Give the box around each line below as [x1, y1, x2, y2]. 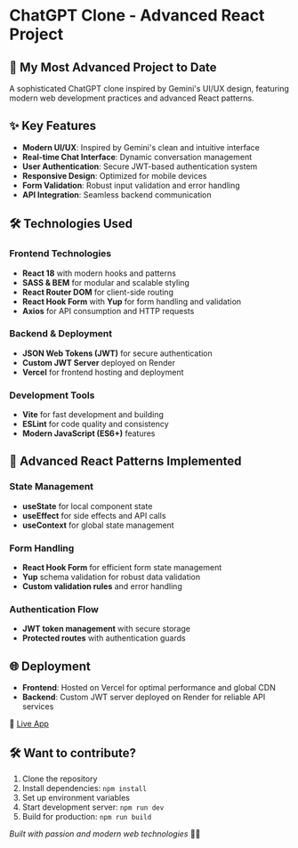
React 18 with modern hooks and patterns [21, 268, 176, 279]
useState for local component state [21, 500, 153, 512]
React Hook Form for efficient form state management [21, 562, 222, 573]
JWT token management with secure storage [21, 624, 191, 634]
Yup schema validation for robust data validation [21, 571, 201, 583]
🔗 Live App [9, 718, 49, 730]
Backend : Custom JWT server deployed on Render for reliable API [21, 691, 266, 703]
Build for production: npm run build [21, 812, 152, 821]
